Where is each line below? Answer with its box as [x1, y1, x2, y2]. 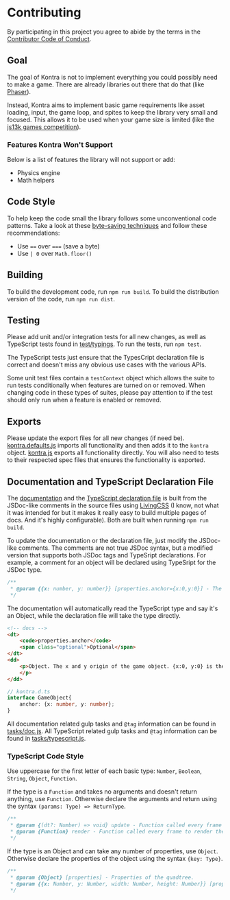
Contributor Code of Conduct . [7, 34, 92, 43]
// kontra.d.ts [7, 688, 51, 695]
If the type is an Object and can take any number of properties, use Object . [7, 846, 218, 855]
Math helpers [16, 176, 55, 185]
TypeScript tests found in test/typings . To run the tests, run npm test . [7, 340, 202, 348]
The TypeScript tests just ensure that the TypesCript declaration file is [7, 354, 205, 362]
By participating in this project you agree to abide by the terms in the [7, 27, 201, 36]
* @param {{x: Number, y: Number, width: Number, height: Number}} [10, 880, 207, 887]
